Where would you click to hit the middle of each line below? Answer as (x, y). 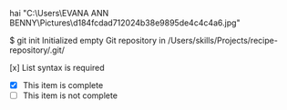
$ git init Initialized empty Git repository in (87, 40)
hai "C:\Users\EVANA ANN (59, 13)
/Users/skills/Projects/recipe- (222, 40)
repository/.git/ (37, 50)
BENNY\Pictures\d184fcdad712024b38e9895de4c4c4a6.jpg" (125, 23)
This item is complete (63, 85)
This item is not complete (70, 95)
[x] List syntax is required (57, 68)
